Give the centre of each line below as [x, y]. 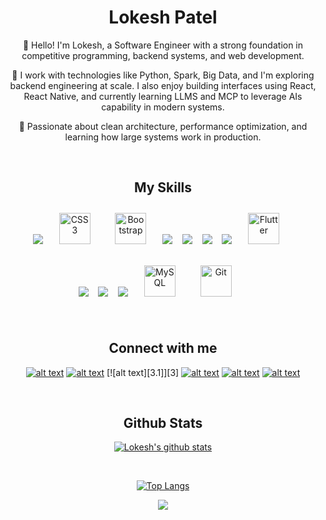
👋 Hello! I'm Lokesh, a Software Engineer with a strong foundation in [163, 45]
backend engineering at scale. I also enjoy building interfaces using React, [163, 85]
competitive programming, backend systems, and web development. [163, 55]
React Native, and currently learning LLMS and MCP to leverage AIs [163, 96]
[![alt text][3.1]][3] [143, 372]
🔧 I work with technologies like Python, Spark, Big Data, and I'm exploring [163, 75]
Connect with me [163, 348]
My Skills [163, 187]
